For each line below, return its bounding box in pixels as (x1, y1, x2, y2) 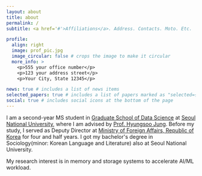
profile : (6, 37, 28, 43)
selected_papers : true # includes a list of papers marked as (6, 92, 165, 98)
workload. (6, 163, 31, 171)
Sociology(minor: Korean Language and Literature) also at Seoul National (6, 139, 187, 147)
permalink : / (6, 20, 39, 26)
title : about (6, 14, 39, 20)
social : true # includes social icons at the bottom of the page (6, 97, 173, 104)
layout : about (6, 8, 42, 15)
